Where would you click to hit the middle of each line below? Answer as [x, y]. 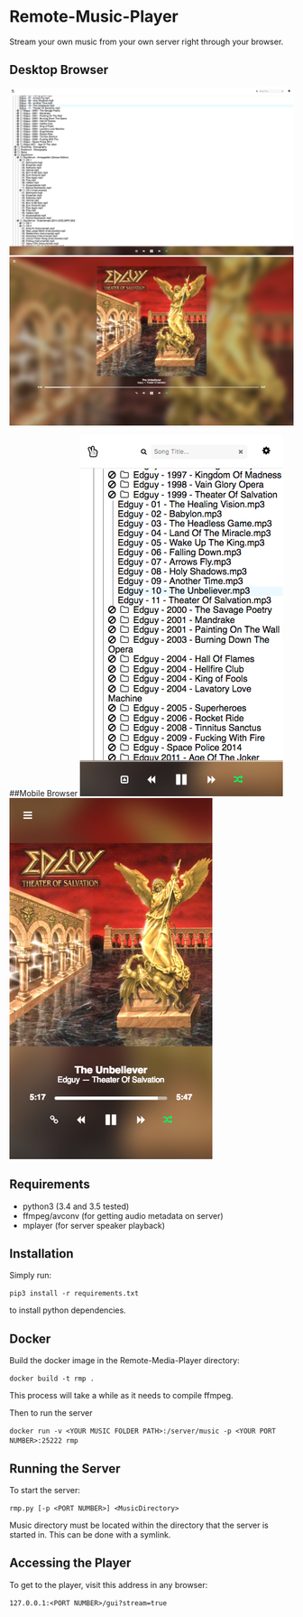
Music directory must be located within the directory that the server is [139, 1525]
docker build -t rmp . [52, 1379]
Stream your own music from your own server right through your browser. [147, 42]
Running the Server [65, 1468]
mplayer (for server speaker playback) [93, 1225]
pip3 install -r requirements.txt [74, 1294]
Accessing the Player [70, 1563]
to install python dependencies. [68, 1310]
